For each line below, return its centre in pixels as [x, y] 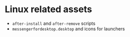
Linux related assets [48, 9]
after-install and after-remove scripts [54, 23]
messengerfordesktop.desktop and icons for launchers [69, 28]
